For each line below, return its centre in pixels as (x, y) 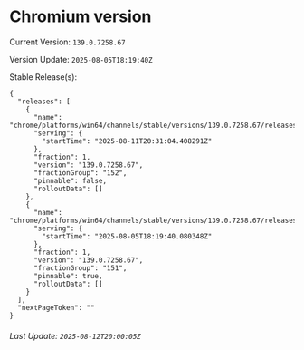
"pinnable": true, (68, 276)
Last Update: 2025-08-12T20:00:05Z (76, 335)
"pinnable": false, (70, 180)
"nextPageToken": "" (56, 307)
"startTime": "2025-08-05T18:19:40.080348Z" (127, 236)
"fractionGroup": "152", (80, 173)
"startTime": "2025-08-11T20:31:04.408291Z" (127, 141)
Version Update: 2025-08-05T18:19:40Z (81, 59)
